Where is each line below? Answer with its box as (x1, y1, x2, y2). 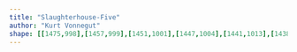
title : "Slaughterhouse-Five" (9, 12, 121, 22)
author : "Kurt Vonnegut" (9, 21, 101, 30)
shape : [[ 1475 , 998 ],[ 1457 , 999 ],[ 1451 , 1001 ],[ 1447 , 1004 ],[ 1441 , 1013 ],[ (9, 29, 275, 38)
